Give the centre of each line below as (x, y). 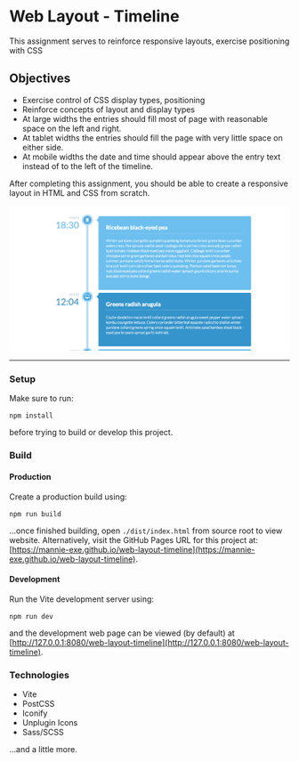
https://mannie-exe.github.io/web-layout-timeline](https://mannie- (133, 549)
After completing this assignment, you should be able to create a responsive (149, 183)
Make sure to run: (41, 399)
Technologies (39, 675)
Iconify (35, 713)
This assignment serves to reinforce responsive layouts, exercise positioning (149, 41)
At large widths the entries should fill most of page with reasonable (145, 118)
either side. (43, 147)
